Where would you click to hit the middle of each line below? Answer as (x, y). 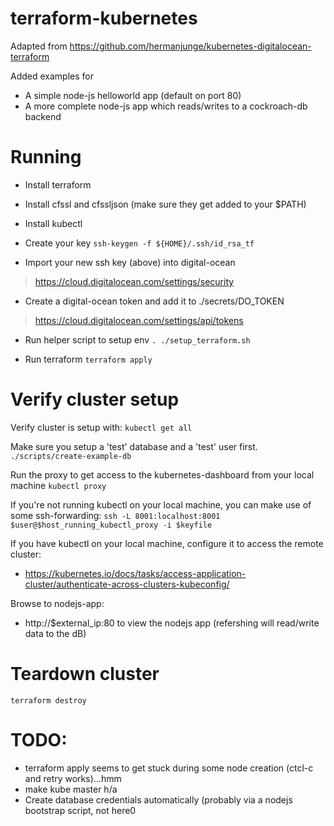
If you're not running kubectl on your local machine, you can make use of (161, 504)
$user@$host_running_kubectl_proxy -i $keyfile (111, 525)
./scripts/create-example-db (71, 456)
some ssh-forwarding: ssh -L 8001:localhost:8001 (115, 515)
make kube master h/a (71, 789)
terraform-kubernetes (104, 18)
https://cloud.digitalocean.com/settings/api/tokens (139, 320)
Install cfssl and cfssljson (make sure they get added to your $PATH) (165, 204)
